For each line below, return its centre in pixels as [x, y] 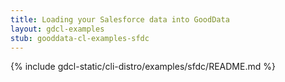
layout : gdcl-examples [57, 29]
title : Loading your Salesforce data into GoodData [120, 19]
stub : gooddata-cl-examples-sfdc [80, 38]
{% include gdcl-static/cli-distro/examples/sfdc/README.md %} [143, 67]
